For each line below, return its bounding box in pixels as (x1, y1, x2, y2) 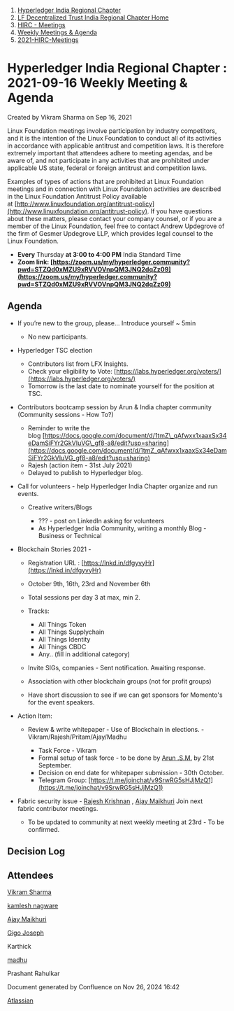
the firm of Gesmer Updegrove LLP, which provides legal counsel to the (7, 229, 214, 237)
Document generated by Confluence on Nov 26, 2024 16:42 (7, 982, 180, 991)
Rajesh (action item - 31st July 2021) (27, 461, 133, 469)
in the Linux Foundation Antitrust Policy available (7, 192, 147, 200)
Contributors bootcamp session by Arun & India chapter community (17, 402, 212, 411)
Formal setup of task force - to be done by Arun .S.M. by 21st (38, 754, 214, 762)
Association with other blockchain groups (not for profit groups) (27, 677, 212, 685)
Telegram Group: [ (38, 776, 91, 784)
